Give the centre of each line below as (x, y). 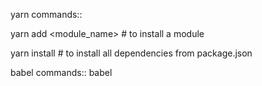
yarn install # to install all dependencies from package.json (131, 53)
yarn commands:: (46, 14)
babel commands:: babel (61, 72)
